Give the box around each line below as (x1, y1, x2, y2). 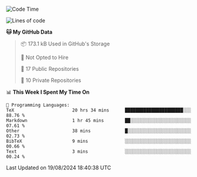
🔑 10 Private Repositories (20, 77, 81, 84)
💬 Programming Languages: (6, 102, 70, 108)
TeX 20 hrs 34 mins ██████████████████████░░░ (6, 107, 192, 113)
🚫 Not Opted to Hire (20, 54, 69, 61)
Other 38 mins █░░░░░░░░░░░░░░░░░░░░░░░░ (6, 128, 192, 134)
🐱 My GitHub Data (6, 28, 53, 35)
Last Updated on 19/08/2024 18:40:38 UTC (6, 164, 111, 171)
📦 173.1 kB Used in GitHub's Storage (20, 40, 110, 47)
